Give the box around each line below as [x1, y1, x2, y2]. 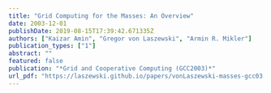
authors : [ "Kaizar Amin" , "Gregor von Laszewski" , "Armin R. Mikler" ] [8, 34, 252, 43]
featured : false [8, 57, 63, 66]
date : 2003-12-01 [8, 19, 67, 27]
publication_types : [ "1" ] [8, 42, 96, 50]
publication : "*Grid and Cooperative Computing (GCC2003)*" [8, 65, 217, 73]
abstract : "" [8, 49, 53, 57]
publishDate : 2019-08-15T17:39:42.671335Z [8, 27, 154, 35]
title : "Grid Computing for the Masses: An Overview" [8, 11, 195, 20]
